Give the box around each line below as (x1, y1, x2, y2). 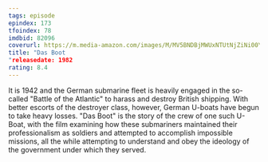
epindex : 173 (8, 19, 52, 27)
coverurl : (8, 41, 41, 49)
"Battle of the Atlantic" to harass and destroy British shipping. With (30, 93, 249, 104)
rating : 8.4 (8, 64, 48, 72)
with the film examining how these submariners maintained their (27, 119, 238, 128)
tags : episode (8, 11, 56, 20)
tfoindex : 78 (8, 26, 52, 34)
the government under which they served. (8, 144, 147, 154)
